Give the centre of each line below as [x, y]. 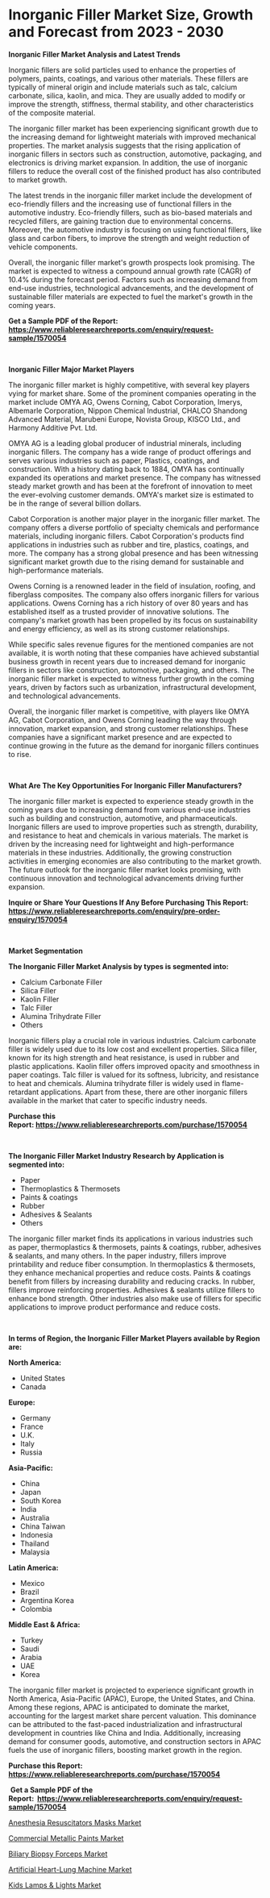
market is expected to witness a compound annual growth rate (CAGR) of [130, 271]
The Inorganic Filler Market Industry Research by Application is [116, 1155]
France [32, 1426]
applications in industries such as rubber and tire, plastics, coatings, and [129, 544]
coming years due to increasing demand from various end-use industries [130, 810]
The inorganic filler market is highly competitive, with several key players [129, 385]
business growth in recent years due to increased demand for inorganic [127, 661]
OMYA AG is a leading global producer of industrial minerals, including [125, 443]
